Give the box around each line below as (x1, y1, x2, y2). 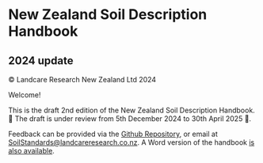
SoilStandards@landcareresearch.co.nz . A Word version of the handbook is (8, 138, 255, 147)
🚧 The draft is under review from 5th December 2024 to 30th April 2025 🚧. (8, 114, 252, 123)
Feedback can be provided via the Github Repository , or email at (8, 129, 218, 138)
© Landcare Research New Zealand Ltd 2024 (8, 75, 157, 84)
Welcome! (8, 90, 41, 100)
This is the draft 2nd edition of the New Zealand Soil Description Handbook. (8, 105, 255, 115)
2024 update (8, 54, 74, 67)
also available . (8, 146, 55, 155)
